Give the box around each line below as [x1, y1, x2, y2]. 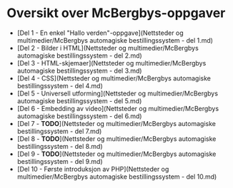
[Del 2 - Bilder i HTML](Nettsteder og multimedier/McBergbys [16, 43, 199, 52]
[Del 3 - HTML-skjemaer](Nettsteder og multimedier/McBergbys [16, 58, 207, 67]
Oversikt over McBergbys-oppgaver [6, 5, 226, 21]
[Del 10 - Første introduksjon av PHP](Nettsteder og [16, 164, 169, 173]
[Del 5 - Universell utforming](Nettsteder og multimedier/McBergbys [16, 89, 219, 98]
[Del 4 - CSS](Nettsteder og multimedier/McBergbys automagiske [16, 73, 212, 83]
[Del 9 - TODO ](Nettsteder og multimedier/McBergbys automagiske [16, 150, 217, 158]
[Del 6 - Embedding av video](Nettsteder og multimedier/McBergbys [16, 104, 219, 113]
